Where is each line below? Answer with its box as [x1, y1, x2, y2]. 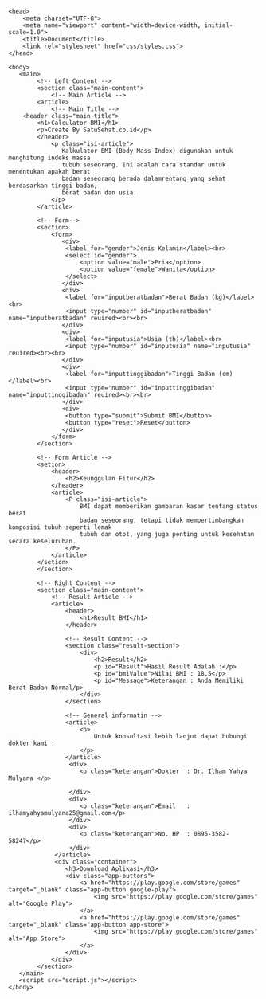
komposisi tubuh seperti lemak [8, 523, 112, 531]
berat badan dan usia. [61, 189, 137, 197]
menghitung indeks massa [8, 154, 91, 162]
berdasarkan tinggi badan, [8, 182, 98, 190]
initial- [204, 22, 233, 29]
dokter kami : [8, 739, 56, 747]
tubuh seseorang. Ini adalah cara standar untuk [61, 161, 226, 169]
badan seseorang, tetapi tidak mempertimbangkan [79, 516, 244, 524]
